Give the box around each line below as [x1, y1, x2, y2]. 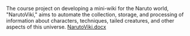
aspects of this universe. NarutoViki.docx [6, 23, 107, 30]
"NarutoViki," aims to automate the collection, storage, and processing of [6, 11, 184, 18]
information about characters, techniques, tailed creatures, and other [6, 17, 175, 24]
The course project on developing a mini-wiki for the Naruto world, [6, 5, 169, 12]
